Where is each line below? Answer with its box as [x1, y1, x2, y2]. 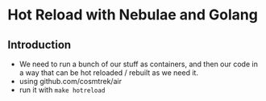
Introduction [7, 38, 72, 52]
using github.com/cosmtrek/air [19, 77, 123, 86]
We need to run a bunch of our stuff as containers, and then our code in [19, 59, 259, 69]
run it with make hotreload [19, 85, 106, 95]
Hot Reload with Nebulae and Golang [7, 6, 259, 24]
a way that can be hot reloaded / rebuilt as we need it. [19, 68, 199, 78]
